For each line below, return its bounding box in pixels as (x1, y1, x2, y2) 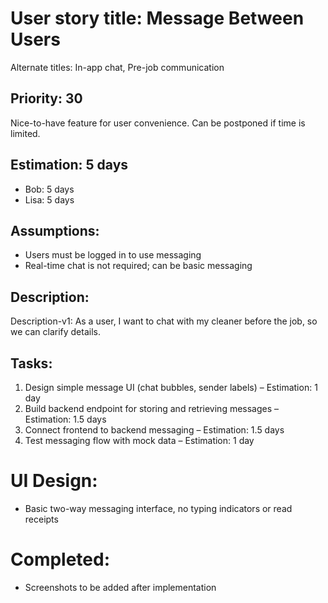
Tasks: (10, 355, 53, 372)
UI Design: (10, 470, 98, 492)
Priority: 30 (10, 90, 83, 107)
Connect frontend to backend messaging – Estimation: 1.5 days (24, 424, 285, 436)
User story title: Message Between (10, 7, 305, 30)
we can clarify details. (10, 326, 101, 338)
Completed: (10, 548, 111, 571)
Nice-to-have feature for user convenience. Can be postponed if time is (10, 117, 306, 129)
